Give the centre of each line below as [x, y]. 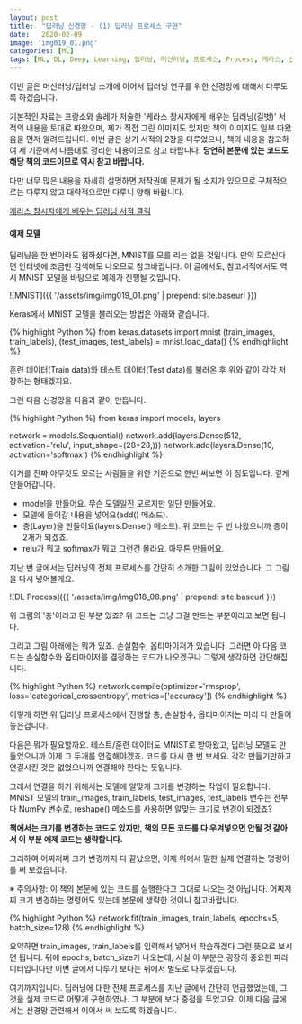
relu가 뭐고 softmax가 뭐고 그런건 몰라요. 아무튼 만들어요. [123, 549]
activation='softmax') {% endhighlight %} [86, 454]
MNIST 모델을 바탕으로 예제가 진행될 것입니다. [100, 278]
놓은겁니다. [29, 726]
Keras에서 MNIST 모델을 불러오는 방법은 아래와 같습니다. [109, 314]
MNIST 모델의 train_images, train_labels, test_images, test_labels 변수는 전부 [149, 798]
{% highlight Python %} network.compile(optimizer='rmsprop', [125, 687]
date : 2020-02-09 [46, 34]
